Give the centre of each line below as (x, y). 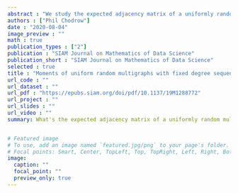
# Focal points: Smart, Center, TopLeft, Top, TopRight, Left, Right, (114, 152)
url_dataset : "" (33, 87)
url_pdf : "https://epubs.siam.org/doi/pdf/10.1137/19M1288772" (104, 93)
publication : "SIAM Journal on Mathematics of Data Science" (101, 54)
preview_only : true (42, 178)
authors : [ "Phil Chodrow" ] (49, 21)
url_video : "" (30, 113)
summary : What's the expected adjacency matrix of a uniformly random (114, 119)
